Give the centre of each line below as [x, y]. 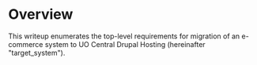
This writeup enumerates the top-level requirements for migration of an [124, 36]
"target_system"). [37, 52]
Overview [41, 14]
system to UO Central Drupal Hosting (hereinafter [125, 44]
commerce [26, 44]
